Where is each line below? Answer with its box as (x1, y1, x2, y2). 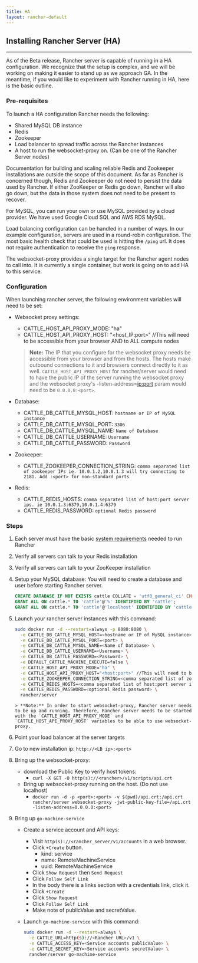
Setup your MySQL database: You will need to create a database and (14, 576, 182, 583)
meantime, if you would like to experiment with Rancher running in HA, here (6, 76, 190, 83)
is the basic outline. (6, 82, 54, 89)
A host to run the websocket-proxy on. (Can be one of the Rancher (14, 147, 177, 154)
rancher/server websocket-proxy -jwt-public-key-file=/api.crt (32, 800, 191, 806)
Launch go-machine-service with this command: (23, 918, 140, 925)
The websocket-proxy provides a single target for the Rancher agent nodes (6, 255, 189, 262)
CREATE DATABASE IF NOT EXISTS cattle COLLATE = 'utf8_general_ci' (14, 593, 184, 599)
